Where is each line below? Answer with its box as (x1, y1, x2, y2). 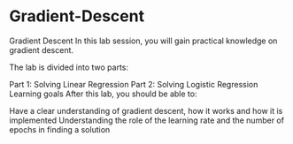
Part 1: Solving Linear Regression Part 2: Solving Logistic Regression (9, 79, 258, 89)
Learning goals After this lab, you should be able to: (9, 88, 197, 99)
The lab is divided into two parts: (9, 62, 129, 72)
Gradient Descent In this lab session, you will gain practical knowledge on (9, 35, 278, 46)
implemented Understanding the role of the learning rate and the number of (9, 115, 285, 125)
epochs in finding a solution (9, 124, 111, 134)
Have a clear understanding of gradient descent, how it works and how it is (9, 105, 283, 116)
